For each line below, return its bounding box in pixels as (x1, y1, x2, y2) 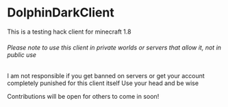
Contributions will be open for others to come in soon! (7, 93, 160, 101)
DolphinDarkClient (7, 5, 114, 21)
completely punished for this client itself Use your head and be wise (7, 79, 199, 87)
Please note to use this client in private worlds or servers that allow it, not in (7, 43, 221, 51)
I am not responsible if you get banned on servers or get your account (7, 72, 205, 80)
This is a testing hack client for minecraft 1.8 (7, 27, 131, 36)
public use (7, 50, 36, 59)
